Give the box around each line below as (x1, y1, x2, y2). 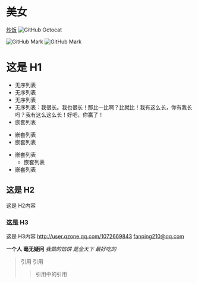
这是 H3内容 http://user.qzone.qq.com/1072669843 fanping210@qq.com (6, 233, 184, 240)
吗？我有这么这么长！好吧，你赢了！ (14, 111, 104, 118)
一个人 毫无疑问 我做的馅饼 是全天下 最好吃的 (6, 245, 117, 252)
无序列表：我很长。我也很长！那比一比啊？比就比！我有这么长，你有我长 (14, 103, 192, 110)
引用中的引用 (35, 271, 67, 278)
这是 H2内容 (6, 202, 36, 209)
